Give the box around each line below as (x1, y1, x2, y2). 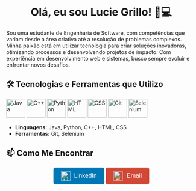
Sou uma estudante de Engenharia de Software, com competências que (6, 29, 185, 37)
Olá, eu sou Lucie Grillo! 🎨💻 (30, 5, 172, 19)
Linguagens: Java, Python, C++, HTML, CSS (14, 123, 127, 130)
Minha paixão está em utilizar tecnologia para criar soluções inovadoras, (6, 42, 187, 49)
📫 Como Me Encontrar (6, 148, 93, 159)
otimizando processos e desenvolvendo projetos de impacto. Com (6, 48, 171, 55)
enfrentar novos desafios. (6, 61, 71, 68)
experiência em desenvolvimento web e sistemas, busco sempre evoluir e (6, 55, 190, 62)
